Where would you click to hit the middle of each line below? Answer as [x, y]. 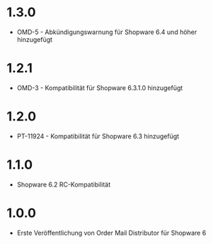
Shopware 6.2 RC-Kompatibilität [64, 184]
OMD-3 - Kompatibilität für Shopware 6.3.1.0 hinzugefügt [100, 88]
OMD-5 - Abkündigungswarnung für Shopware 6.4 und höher [107, 32]
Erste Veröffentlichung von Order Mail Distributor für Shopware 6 [111, 233]
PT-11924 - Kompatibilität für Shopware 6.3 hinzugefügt [98, 136]
